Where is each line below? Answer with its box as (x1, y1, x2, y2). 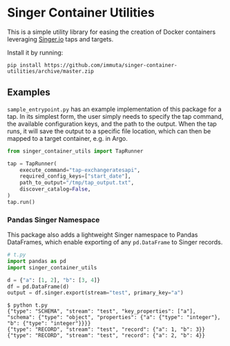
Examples (7, 86, 50, 98)
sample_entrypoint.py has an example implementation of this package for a (7, 105, 222, 113)
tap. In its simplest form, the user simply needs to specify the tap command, (7, 112, 224, 120)
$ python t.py (7, 302, 48, 309)
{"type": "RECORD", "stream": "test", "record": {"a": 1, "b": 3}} (7, 326, 206, 333)
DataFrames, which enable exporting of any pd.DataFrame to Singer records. (7, 238, 223, 247)
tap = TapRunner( (7, 160, 57, 167)
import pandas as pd (7, 258, 67, 265)
